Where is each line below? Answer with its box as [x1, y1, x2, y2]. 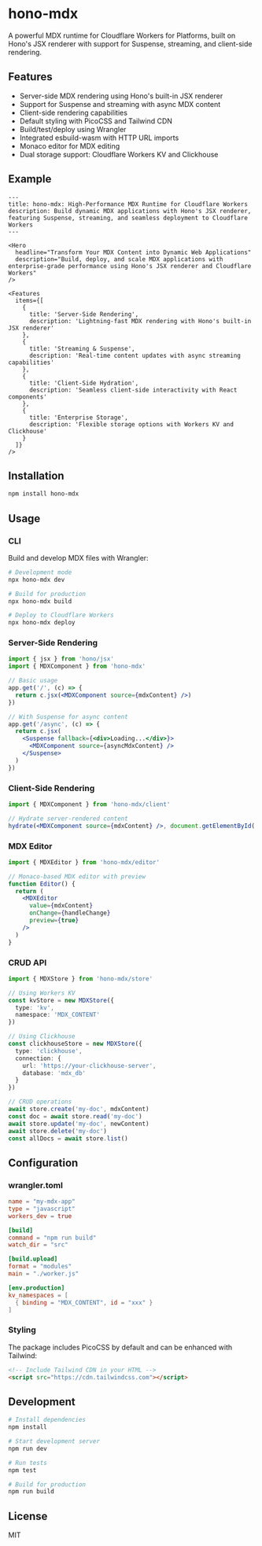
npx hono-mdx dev [8, 576, 65, 583]
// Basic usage [8, 677, 58, 685]
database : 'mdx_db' [22, 1069, 87, 1077]
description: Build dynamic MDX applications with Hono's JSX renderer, [8, 207, 252, 215]
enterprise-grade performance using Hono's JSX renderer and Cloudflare [8, 262, 252, 270]
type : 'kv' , [15, 1003, 55, 1011]
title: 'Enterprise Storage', [28, 414, 128, 421]
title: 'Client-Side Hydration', [28, 379, 139, 387]
